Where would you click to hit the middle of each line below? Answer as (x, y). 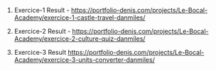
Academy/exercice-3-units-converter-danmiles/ (84, 60)
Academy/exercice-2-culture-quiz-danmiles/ (80, 39)
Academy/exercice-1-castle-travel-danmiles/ (80, 18)
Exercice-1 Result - (42, 10)
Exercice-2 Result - (42, 31)
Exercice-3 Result (40, 52)
